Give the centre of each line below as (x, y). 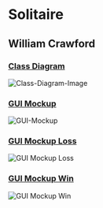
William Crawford (52, 44)
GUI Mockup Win (41, 179)
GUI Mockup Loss (42, 141)
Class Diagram (37, 66)
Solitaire (36, 15)
